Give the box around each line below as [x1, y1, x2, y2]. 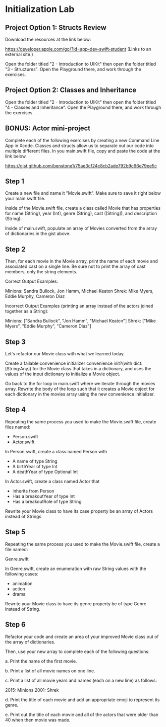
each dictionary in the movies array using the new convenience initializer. [5, 391, 155, 397]
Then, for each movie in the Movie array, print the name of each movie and [5, 258, 158, 264]
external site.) [5, 51, 33, 57]
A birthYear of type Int [12, 463, 57, 469]
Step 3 [5, 337, 26, 346]
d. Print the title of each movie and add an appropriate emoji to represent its [5, 697, 160, 703]
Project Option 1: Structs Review [5, 23, 107, 32]
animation [12, 580, 33, 586]
